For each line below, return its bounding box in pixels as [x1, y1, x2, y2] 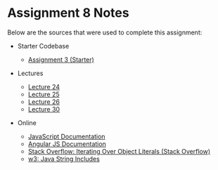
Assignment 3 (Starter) [27, 55, 95, 64]
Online [17, 118, 37, 127]
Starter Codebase [17, 41, 70, 50]
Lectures [17, 69, 44, 77]
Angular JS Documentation [27, 139, 107, 148]
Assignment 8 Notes [7, 5, 129, 21]
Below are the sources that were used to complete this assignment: [7, 28, 203, 37]
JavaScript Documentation [27, 132, 105, 140]
